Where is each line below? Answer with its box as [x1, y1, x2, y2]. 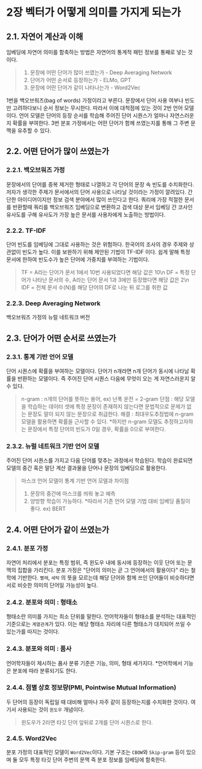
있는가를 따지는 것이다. [6, 628, 60, 635]
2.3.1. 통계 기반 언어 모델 [6, 352, 74, 361]
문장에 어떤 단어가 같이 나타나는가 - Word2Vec [30, 84, 140, 91]
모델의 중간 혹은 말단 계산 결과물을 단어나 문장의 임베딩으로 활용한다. [6, 464, 167, 472]
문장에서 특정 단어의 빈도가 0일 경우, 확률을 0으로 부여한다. [27, 425, 166, 432]
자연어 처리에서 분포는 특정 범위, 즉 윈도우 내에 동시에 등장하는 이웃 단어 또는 [6, 559, 186, 566]
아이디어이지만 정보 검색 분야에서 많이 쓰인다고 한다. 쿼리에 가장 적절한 [17, 195, 183, 203]
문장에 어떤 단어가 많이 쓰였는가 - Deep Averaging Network [30, 69, 172, 76]
